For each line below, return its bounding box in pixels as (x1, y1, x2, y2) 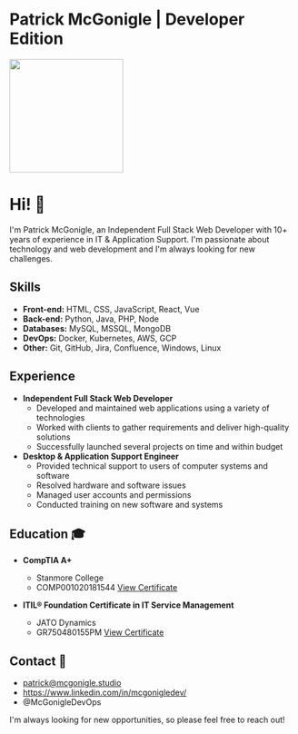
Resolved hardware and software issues (35, 480, 186, 491)
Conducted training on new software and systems (35, 499, 223, 510)
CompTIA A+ (22, 555, 73, 566)
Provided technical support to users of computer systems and (35, 460, 268, 471)
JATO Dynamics (35, 618, 97, 629)
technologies (35, 412, 85, 422)
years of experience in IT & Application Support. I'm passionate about (9, 233, 270, 244)
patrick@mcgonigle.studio (22, 678, 122, 689)
